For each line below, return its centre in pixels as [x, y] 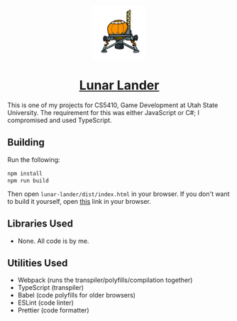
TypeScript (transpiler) [50, 288]
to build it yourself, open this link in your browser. [79, 201]
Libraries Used [40, 224]
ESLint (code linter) [46, 303]
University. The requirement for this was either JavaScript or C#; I [104, 112]
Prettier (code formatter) [54, 310]
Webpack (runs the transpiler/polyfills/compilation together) [105, 280]
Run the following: [34, 159]
